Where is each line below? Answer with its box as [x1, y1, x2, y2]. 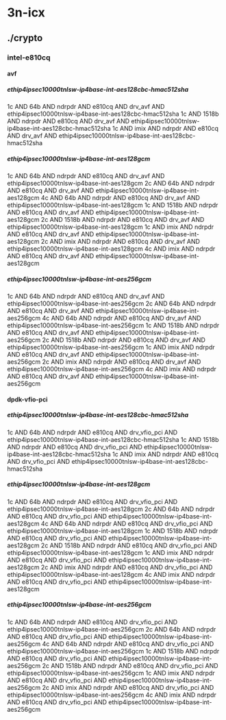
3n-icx [7, 5, 46, 21]
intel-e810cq [7, 53, 51, 62]
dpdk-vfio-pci [7, 395, 48, 404]
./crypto [7, 32, 43, 44]
